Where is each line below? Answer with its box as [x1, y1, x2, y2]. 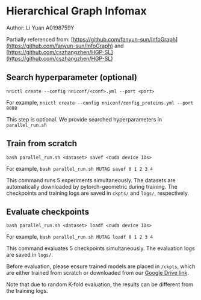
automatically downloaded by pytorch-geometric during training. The [6, 183, 178, 190]
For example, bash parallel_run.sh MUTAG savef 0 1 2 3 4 [6, 165, 153, 172]
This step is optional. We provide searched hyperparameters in [6, 115, 162, 123]
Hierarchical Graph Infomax [6, 4, 147, 18]
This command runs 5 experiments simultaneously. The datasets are [6, 176, 176, 184]
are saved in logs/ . [6, 251, 53, 259]
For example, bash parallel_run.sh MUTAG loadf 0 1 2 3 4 [6, 233, 153, 240]
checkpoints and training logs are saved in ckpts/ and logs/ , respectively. [6, 189, 190, 197]
